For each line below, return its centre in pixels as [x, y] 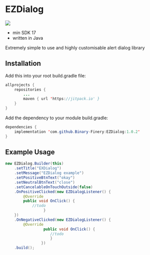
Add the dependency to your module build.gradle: [57, 118]
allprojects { [20, 85]
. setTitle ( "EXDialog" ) [38, 168]
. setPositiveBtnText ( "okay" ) [45, 178]
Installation [23, 64]
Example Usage [30, 152]
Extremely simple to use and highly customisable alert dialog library [75, 48]
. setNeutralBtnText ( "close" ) [45, 182]
